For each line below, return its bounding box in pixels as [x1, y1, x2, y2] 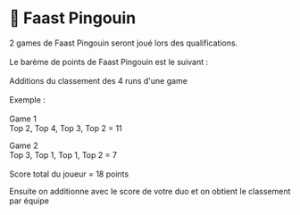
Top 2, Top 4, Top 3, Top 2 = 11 [9, 122, 122, 133]
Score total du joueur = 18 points [9, 169, 129, 179]
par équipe [9, 195, 49, 206]
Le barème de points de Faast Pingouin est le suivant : [9, 56, 209, 67]
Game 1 [9, 113, 37, 124]
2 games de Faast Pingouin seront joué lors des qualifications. [9, 37, 238, 48]
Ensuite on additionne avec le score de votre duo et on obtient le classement [9, 186, 291, 196]
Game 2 [9, 140, 38, 151]
